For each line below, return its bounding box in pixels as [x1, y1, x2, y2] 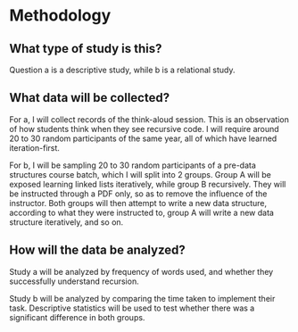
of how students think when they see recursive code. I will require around [9, 123, 279, 134]
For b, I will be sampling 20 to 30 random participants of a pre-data [9, 160, 257, 170]
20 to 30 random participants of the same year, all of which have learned [9, 133, 277, 144]
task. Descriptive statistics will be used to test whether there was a [9, 303, 255, 313]
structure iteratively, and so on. [9, 216, 124, 228]
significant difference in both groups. [9, 311, 145, 322]
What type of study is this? [9, 41, 162, 56]
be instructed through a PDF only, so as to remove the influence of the [9, 188, 268, 199]
